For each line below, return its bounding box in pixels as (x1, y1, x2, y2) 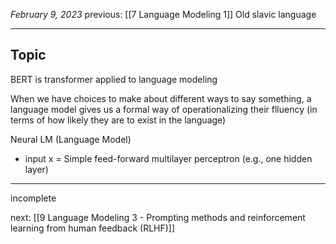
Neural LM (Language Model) (10, 133, 132, 145)
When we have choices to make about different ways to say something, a (10, 92, 312, 104)
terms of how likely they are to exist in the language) (10, 114, 227, 126)
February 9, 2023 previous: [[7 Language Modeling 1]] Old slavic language (10, 9, 317, 20)
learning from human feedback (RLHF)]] (10, 222, 176, 234)
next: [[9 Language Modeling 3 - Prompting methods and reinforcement (10, 211, 306, 223)
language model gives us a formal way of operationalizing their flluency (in (10, 103, 318, 115)
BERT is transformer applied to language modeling (10, 73, 218, 85)
